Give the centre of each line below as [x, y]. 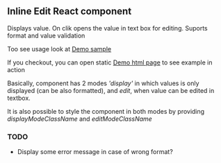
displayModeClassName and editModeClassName [80, 119]
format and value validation [46, 35]
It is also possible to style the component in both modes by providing [106, 111]
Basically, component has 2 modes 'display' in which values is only [103, 83]
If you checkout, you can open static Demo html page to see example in [110, 62]
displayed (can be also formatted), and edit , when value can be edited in [111, 90]
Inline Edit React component [69, 11]
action [16, 69]
